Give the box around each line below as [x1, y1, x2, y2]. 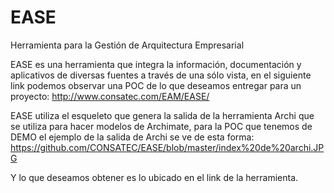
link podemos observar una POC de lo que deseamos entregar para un [10, 79, 302, 91]
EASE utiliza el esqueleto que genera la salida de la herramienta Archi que [10, 109, 315, 121]
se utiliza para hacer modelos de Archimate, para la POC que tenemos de [10, 120, 313, 132]
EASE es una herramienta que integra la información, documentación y [10, 58, 302, 70]
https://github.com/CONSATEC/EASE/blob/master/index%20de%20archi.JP [10, 141, 325, 153]
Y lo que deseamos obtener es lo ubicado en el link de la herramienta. [10, 171, 299, 183]
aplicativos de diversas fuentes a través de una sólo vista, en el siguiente [10, 69, 312, 81]
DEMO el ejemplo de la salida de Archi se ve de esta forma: [10, 131, 255, 143]
